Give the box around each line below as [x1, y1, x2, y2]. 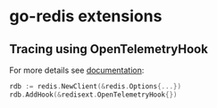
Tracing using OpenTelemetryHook [9, 42, 208, 57]
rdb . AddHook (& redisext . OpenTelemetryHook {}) [9, 90, 178, 99]
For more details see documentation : [9, 65, 145, 75]
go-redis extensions [9, 6, 163, 27]
